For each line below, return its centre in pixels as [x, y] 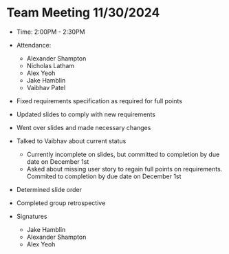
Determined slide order [49, 189]
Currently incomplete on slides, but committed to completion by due [123, 154]
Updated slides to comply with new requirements [86, 114]
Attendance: [34, 45]
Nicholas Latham [51, 65]
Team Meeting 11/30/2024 [83, 13]
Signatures [32, 216]
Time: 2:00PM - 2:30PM [51, 32]
